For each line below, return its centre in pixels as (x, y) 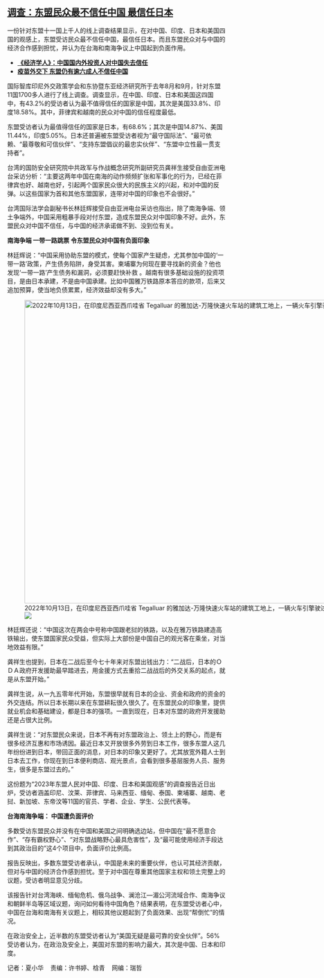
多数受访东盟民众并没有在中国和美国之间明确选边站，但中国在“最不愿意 (109, 830)
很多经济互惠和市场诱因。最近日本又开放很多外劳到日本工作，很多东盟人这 (113, 743)
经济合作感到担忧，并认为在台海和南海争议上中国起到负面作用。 (98, 48)
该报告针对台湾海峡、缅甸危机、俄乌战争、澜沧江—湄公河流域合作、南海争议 (116, 895)
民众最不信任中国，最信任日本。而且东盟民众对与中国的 (146, 39)
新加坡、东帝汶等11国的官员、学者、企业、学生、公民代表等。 (107, 801)
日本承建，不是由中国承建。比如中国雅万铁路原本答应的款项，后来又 (128, 281)
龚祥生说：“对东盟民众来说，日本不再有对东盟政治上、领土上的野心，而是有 (115, 735)
